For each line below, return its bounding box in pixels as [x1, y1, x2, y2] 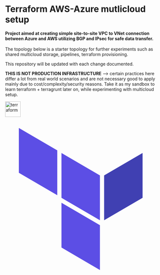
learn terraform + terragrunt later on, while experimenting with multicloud [5, 86, 154, 92]
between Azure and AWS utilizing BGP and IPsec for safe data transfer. [5, 36, 154, 42]
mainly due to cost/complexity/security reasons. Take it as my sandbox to [5, 81, 155, 87]
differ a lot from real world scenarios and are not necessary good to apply [5, 76, 156, 82]
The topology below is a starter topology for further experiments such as [5, 46, 153, 52]
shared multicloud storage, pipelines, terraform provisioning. [5, 51, 128, 57]
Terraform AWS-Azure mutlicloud [5, 3, 146, 15]
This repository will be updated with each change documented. [5, 61, 134, 67]
